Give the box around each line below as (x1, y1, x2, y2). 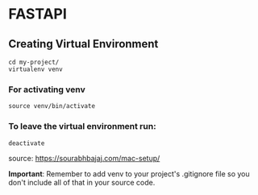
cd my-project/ (8, 58, 60, 66)
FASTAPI (8, 5, 67, 23)
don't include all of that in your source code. (8, 177, 156, 187)
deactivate (8, 139, 45, 147)
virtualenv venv (8, 65, 63, 73)
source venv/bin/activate (8, 102, 95, 110)
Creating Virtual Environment (8, 37, 159, 51)
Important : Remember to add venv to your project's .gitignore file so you (8, 168, 250, 178)
